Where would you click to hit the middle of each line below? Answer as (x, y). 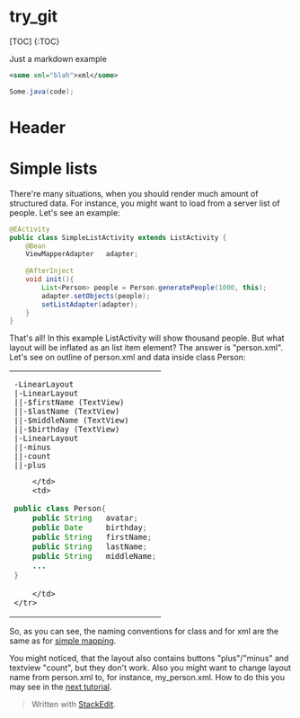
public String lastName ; (90, 547)
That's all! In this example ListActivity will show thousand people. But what (147, 338)
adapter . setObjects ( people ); (96, 296)
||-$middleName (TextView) (71, 421)
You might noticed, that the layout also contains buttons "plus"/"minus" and (149, 659)
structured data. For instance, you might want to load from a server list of (145, 203)
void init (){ (50, 279)
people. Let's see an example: (65, 212)
